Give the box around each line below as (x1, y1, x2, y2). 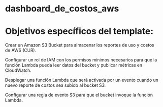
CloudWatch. (5, 67, 32, 73)
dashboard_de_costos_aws (5, 3, 119, 14)
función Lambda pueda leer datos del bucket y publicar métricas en (5, 62, 143, 68)
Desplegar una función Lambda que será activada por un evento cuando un (5, 77, 159, 83)
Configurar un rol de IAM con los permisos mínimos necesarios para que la (5, 57, 157, 63)
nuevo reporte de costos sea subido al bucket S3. (5, 82, 106, 88)
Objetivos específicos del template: (5, 26, 154, 37)
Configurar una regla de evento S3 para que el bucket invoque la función (5, 92, 153, 98)
